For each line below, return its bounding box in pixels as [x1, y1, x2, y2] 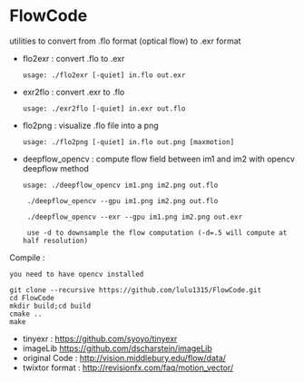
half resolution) [22, 236, 89, 245]
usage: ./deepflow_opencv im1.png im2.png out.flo [22, 181, 219, 190]
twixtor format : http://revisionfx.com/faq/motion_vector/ [22, 362, 234, 373]
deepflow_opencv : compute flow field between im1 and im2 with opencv [22, 153, 295, 164]
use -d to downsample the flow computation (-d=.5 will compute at [26, 228, 288, 237]
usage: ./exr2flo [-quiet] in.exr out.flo [22, 103, 186, 113]
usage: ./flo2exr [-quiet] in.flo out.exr [22, 70, 186, 80]
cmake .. [9, 309, 43, 318]
